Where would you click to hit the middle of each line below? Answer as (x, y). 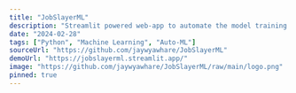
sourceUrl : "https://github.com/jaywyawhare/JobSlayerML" (118, 50)
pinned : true (33, 75)
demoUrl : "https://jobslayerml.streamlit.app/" (99, 58)
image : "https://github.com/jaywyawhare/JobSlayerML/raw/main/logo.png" (146, 67)
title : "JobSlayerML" (49, 17)
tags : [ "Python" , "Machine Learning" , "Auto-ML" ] (103, 42)
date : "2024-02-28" (45, 34)
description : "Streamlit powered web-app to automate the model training (148, 26)
